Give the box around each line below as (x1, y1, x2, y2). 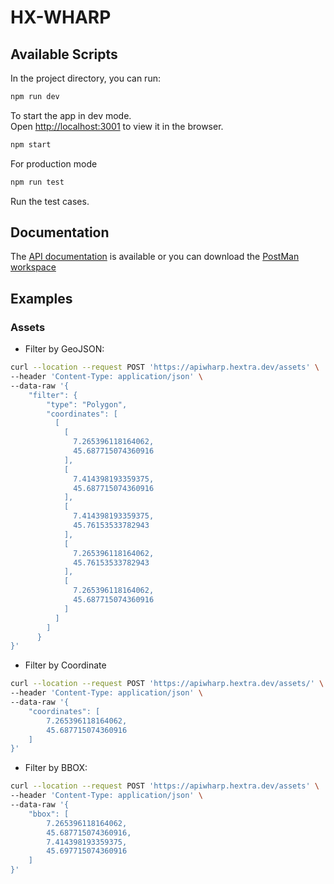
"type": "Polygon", (46, 399, 128, 410)
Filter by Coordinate (24, 659, 107, 671)
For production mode (10, 157, 98, 170)
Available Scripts (10, 46, 118, 63)
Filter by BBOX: (24, 762, 88, 774)
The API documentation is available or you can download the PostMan (10, 251, 300, 263)
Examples (10, 290, 73, 307)
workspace (10, 261, 57, 273)
